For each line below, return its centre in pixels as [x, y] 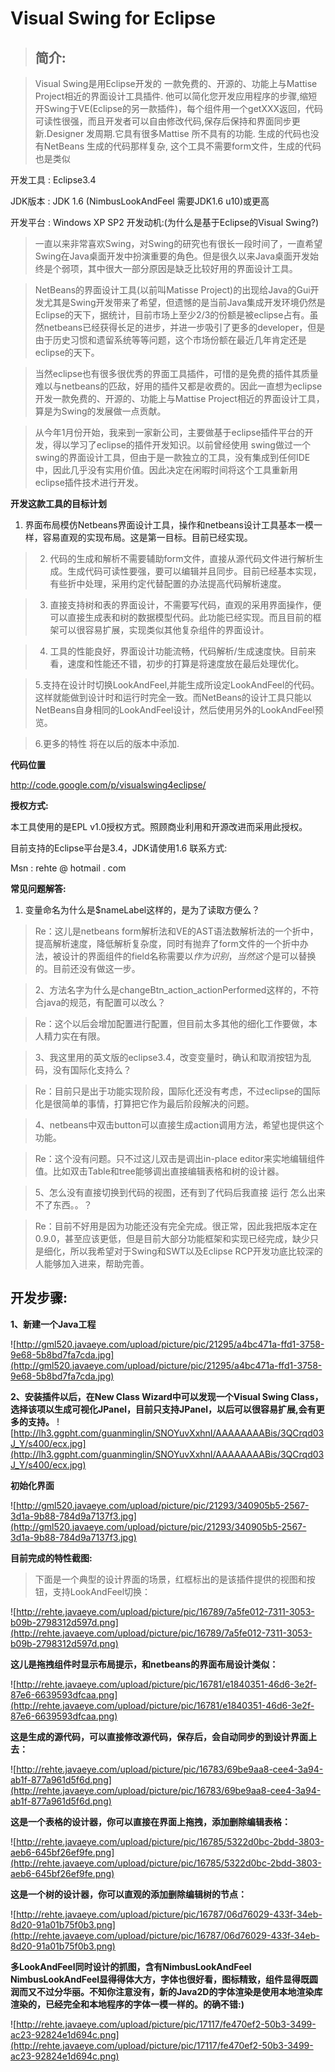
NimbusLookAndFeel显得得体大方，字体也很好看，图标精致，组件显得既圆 [164, 1979]
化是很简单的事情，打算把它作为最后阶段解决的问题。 [144, 1103]
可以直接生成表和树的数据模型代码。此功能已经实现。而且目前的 [181, 617]
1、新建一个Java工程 [53, 1324]
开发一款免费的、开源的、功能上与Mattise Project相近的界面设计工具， [179, 398]
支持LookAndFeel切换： [102, 1591]
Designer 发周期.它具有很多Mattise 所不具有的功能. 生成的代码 [174, 133]
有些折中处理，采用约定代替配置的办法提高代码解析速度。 [168, 583]
